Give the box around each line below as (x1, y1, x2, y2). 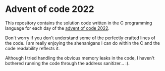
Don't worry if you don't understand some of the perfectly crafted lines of (5, 35, 156, 41)
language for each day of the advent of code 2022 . (5, 25, 110, 31)
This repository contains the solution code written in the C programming (5, 20, 153, 26)
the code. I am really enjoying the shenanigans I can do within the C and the (5, 40, 160, 46)
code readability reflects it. (5, 45, 60, 51)
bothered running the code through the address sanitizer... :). (5, 60, 130, 66)
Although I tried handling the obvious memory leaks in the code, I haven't (5, 55, 155, 61)
